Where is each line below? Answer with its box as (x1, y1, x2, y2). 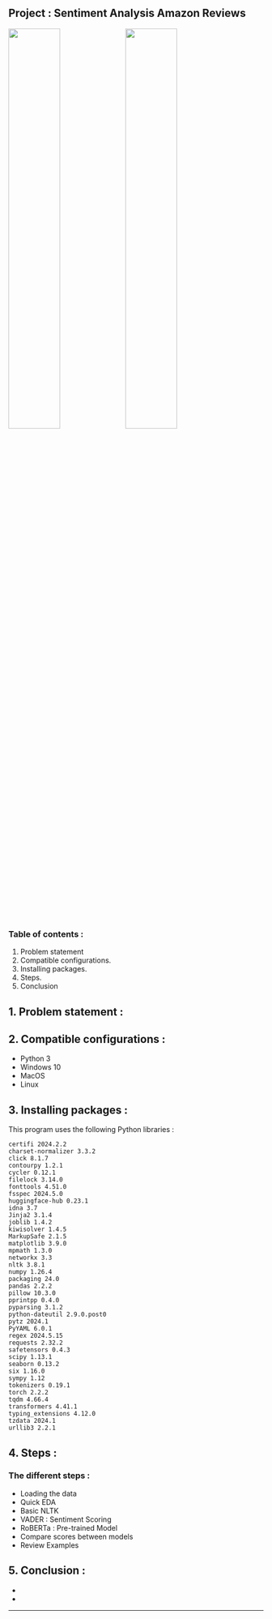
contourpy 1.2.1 (8, 1162, 63, 1170)
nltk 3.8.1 (8, 1261, 45, 1269)
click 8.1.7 (8, 1155, 49, 1163)
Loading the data (19, 1489, 77, 1498)
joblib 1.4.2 (8, 1219, 53, 1227)
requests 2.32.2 (8, 1339, 63, 1348)
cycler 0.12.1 (8, 1168, 57, 1177)
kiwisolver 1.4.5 (8, 1225, 67, 1234)
